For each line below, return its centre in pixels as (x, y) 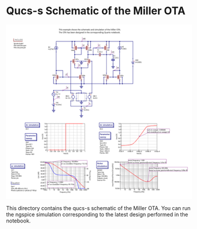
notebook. (19, 221)
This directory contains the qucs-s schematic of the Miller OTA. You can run (98, 208)
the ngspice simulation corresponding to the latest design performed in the (97, 215)
